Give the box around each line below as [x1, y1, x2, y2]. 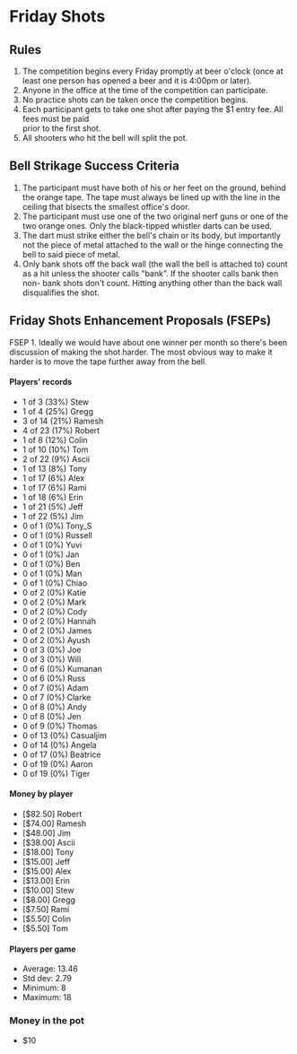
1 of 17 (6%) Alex [22, 473, 85, 483]
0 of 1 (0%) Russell [22, 529, 92, 540]
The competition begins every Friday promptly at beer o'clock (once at [22, 65, 284, 76]
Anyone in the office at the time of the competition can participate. [22, 85, 269, 95]
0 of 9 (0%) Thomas [22, 720, 98, 731]
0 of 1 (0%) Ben [22, 558, 81, 569]
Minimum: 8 [22, 982, 66, 993]
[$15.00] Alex [22, 866, 72, 876]
